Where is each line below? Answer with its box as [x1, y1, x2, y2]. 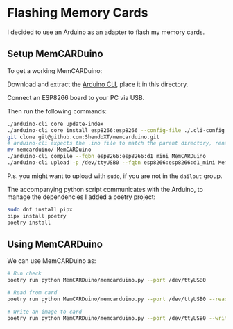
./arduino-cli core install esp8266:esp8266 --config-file [7, 127, 182, 134]
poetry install [7, 219, 51, 226]
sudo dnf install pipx [7, 206, 73, 213]
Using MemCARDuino [7, 238, 103, 250]
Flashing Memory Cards [7, 5, 148, 21]
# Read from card [7, 289, 58, 296]
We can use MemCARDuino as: [7, 257, 96, 265]
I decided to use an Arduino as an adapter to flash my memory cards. [7, 28, 205, 36]
